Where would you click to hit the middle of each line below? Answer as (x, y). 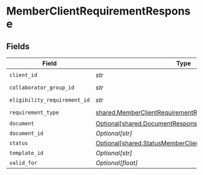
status (19, 143)
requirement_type (34, 112)
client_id (23, 75)
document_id (27, 134)
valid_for (23, 163)
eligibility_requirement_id (50, 100)
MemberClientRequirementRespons (98, 11)
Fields (18, 46)
